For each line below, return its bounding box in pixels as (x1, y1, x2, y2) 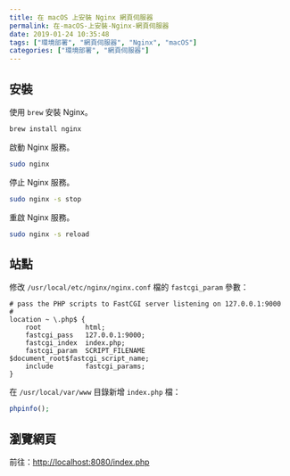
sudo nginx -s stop (9, 194, 82, 203)
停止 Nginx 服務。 (9, 176, 75, 187)
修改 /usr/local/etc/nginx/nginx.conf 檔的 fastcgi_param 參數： (9, 282, 249, 292)
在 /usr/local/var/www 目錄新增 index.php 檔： (9, 387, 181, 398)
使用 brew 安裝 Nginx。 (9, 106, 93, 117)
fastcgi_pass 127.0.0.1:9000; (25, 331, 145, 340)
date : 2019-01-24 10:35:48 (9, 29, 110, 38)
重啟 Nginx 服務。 (9, 211, 75, 223)
